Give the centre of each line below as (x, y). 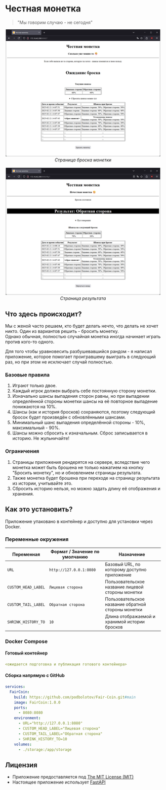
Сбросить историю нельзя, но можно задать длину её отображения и (86, 488)
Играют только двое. (34, 386)
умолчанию (75, 557)
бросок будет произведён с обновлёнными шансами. (69, 417)
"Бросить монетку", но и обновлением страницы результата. (77, 473)
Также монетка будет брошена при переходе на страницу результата (86, 478)
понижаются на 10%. (34, 407)
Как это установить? (39, 509)
